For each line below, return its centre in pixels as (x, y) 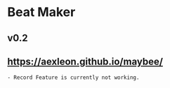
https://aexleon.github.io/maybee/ (85, 61)
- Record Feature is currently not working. (73, 78)
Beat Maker (41, 12)
